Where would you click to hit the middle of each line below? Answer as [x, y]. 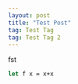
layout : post [29, 15]
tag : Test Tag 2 [34, 37]
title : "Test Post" [40, 23]
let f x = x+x [31, 74]
